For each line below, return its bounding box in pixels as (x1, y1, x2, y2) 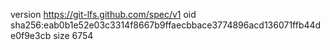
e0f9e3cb (10, 30, 52, 41)
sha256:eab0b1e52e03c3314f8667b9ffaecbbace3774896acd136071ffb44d (10, 19, 322, 31)
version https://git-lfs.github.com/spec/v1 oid (10, 9, 197, 20)
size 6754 (53, 30, 94, 41)
